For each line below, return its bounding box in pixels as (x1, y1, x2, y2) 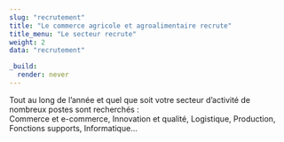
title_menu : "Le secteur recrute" (9, 29, 138, 38)
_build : (9, 62, 38, 71)
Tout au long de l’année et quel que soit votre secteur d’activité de (9, 94, 251, 105)
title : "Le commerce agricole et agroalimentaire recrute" (9, 21, 233, 30)
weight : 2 (9, 37, 46, 47)
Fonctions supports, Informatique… (9, 122, 138, 133)
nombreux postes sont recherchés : (9, 104, 139, 114)
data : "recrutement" (9, 46, 86, 55)
